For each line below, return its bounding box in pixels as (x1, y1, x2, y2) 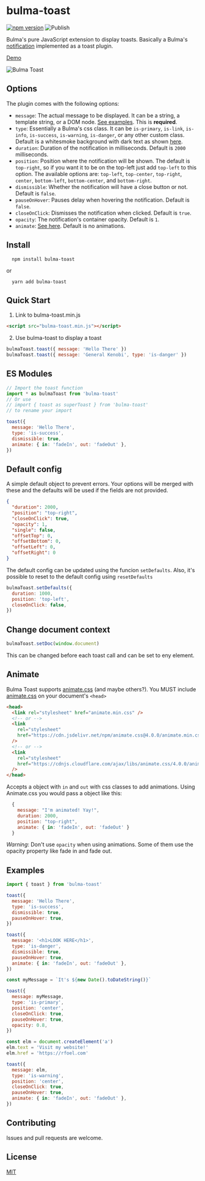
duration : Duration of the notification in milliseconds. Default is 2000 (15, 144, 186, 152)
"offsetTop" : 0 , (12, 532, 53, 539)
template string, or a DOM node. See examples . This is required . (15, 118, 178, 125)
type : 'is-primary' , (12, 999, 64, 1006)
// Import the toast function (6, 384, 84, 391)
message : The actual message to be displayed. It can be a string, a (15, 111, 180, 119)
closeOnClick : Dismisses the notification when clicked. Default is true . (15, 209, 192, 216)
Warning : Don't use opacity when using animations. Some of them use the (6, 841, 193, 848)
